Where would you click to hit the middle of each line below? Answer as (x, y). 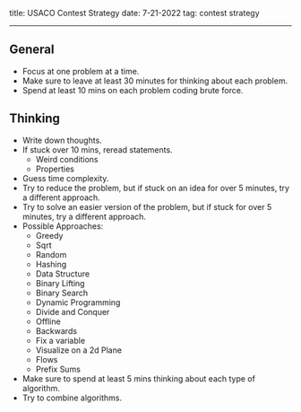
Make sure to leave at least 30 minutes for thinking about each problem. (155, 81)
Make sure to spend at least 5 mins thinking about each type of (138, 378)
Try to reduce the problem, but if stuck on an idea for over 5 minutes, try (155, 188)
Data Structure (63, 274)
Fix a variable (60, 340)
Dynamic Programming (78, 302)
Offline (48, 321)
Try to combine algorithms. (72, 398)
